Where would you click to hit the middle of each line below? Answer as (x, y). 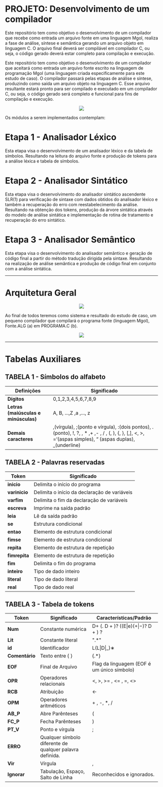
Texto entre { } (56, 656)
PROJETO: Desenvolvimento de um (77, 9)
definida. (50, 756)
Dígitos (16, 399)
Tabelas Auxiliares (43, 359)
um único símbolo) (113, 670)
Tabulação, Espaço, (62, 771)
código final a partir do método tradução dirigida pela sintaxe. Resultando (79, 258)
